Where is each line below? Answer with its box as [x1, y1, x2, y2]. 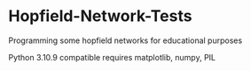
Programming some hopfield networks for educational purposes [8, 35, 243, 46]
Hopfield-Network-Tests [8, 6, 192, 26]
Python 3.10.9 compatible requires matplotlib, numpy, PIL [8, 52, 216, 62]
